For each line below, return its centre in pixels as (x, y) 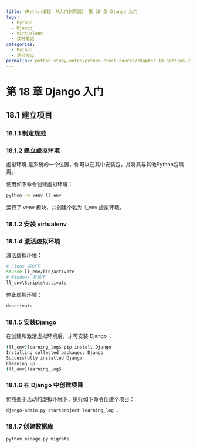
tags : (13, 17)
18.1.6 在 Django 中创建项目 (45, 385)
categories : (21, 45)
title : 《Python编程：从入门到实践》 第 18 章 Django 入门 (72, 11)
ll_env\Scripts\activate (36, 283)
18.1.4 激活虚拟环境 (33, 242)
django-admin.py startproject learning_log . (62, 410)
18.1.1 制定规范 (26, 133)
